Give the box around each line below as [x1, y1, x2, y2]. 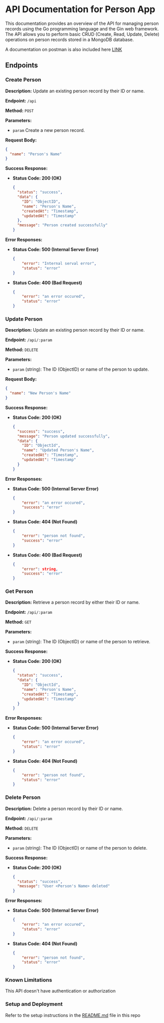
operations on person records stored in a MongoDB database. [5, 37, 134, 43]
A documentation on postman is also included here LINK [5, 46, 122, 52]
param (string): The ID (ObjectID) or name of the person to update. [12, 366, 149, 372]
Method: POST [5, 108, 34, 114]
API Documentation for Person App [5, 4, 155, 15]
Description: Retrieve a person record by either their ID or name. [5, 599, 140, 606]
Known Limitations [5, 976, 52, 983]
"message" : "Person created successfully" [17, 223, 108, 228]
